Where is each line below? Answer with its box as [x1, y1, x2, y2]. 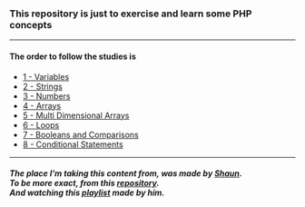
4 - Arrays [22, 100, 62, 111]
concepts [9, 18, 53, 31]
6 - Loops [22, 119, 60, 130]
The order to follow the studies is [9, 51, 136, 62]
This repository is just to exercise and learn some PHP [9, 7, 252, 20]
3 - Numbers [22, 90, 71, 102]
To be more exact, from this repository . [9, 178, 160, 189]
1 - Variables [22, 71, 70, 82]
